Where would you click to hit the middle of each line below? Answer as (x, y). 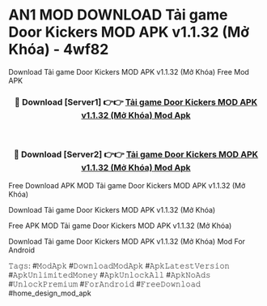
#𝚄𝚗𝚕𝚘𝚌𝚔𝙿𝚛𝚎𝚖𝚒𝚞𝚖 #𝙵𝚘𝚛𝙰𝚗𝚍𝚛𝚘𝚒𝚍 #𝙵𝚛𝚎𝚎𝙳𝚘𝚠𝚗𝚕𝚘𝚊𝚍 (104, 284)
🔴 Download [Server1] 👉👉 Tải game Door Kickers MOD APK (136, 101)
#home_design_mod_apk (50, 293)
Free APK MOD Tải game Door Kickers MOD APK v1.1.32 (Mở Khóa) (120, 226)
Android (21, 250)
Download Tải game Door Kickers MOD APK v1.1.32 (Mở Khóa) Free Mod (129, 71)
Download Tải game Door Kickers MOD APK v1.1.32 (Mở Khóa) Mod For (127, 241)
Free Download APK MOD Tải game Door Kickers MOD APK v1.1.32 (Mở (127, 185)
